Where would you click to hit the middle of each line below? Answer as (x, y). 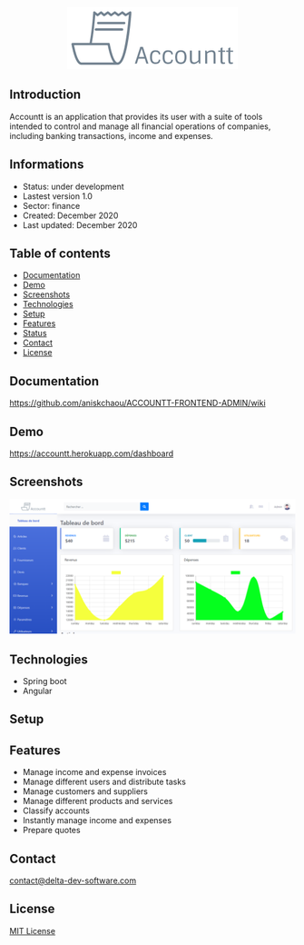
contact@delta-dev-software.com (73, 880)
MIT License (33, 930)
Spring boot (44, 681)
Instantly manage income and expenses (97, 821)
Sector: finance (51, 205)
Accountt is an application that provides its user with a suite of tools (136, 116)
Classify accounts (56, 811)
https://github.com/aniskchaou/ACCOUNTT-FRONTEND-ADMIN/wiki (137, 403)
